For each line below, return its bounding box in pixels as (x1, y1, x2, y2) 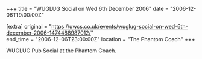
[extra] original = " (6, 23, 52, 30)
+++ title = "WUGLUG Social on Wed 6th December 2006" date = (6, 5, 169, 12)
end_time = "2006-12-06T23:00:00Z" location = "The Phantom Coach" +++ (6, 36, 195, 42)
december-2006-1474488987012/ (6, 29, 92, 36)
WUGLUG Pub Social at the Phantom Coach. (6, 47, 116, 54)
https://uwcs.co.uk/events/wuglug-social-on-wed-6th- (51, 23, 188, 30)
